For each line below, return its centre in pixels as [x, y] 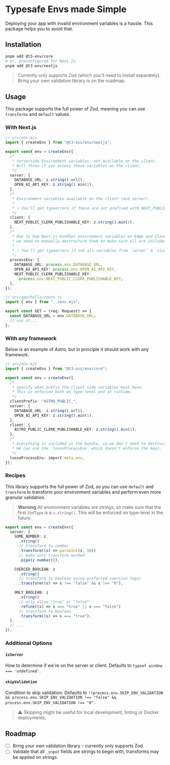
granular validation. [25, 497]
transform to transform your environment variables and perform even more [83, 492]
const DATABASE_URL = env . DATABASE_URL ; [53, 316]
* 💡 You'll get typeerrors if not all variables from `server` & [82, 251]
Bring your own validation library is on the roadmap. [72, 81]
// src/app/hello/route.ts [34, 297]
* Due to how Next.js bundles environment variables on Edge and [82, 236]
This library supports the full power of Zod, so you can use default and [79, 487]
